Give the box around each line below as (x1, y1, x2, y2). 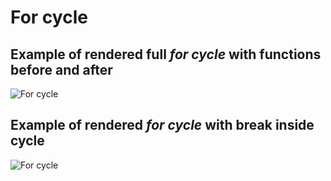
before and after (10, 61, 113, 78)
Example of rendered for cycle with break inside (10, 117, 315, 134)
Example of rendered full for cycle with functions (10, 46, 322, 63)
